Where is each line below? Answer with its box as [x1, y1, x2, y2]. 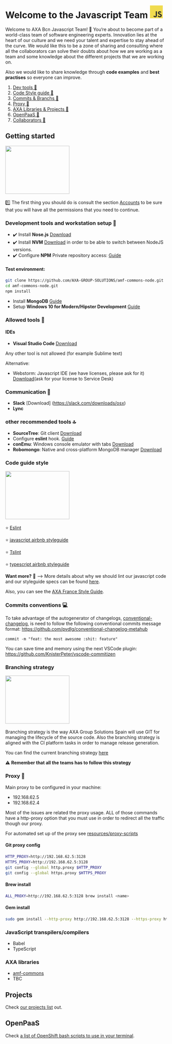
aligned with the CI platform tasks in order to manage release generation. [5, 740, 160, 746]
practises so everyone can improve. [5, 74, 82, 81]
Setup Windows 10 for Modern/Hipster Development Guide [12, 303, 140, 310]
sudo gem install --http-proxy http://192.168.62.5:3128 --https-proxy [5, 916, 161, 921]
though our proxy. [5, 820, 43, 827]
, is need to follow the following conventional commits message [27, 620, 161, 627]
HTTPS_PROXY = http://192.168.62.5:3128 [5, 859, 88, 865]
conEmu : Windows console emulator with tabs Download [12, 441, 134, 447]
